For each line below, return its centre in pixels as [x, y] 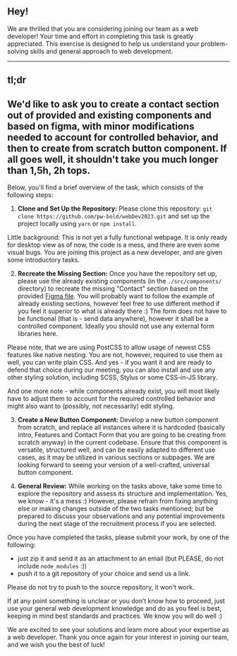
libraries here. [38, 334]
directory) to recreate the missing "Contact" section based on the [113, 288]
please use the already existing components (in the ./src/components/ [120, 281]
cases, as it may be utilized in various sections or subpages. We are [116, 457]
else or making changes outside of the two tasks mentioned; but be [115, 509]
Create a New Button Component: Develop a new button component [118, 420]
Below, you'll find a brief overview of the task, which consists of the [105, 187]
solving [18, 51]
